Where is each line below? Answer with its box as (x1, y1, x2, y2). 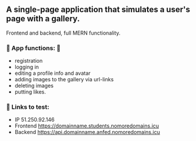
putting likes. (14, 88, 46, 95)
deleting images (14, 82, 54, 90)
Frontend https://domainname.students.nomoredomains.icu (14, 122, 160, 129)
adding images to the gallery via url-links (14, 76, 114, 83)
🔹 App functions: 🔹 (6, 44, 61, 52)
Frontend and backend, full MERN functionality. (6, 29, 121, 36)
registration (14, 57, 43, 64)
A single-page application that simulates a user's (6, 5, 190, 15)
